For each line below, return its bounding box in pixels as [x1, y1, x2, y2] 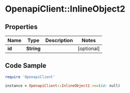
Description [45, 37, 73, 44]
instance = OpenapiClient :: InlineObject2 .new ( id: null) [5, 83, 120, 88]
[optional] [77, 45, 100, 52]
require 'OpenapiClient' [5, 74, 55, 79]
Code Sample [5, 62, 47, 70]
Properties [5, 23, 38, 31]
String [26, 45, 41, 52]
